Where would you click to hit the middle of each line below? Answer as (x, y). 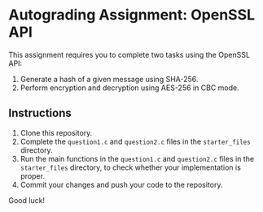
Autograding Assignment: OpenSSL (131, 15)
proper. (32, 175)
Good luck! (27, 200)
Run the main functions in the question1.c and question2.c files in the (137, 158)
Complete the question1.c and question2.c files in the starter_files (135, 141)
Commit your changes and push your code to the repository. (121, 184)
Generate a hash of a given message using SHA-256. (109, 79)
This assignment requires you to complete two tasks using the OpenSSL (129, 54)
